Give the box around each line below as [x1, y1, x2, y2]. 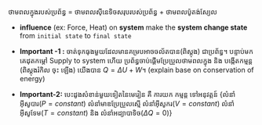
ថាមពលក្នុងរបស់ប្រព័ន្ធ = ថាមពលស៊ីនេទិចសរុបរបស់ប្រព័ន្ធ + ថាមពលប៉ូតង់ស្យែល [8, 7, 218, 16]
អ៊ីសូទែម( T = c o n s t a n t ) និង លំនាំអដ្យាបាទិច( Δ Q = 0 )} [19, 109, 173, 117]
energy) [19, 74, 45, 83]
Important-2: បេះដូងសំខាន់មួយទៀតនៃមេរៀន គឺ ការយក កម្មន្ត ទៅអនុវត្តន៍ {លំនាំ [19, 90, 236, 98]
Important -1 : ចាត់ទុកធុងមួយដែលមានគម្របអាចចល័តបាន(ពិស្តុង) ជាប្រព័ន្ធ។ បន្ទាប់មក [19, 47, 253, 55]
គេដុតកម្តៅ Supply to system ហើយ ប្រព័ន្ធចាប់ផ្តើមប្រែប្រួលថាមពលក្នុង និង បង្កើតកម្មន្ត [19, 56, 253, 65]
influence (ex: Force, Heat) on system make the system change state [19, 23, 248, 32]
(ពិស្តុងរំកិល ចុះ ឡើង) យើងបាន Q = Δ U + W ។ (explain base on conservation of [19, 66, 255, 74]
